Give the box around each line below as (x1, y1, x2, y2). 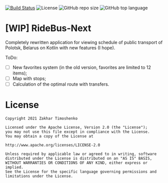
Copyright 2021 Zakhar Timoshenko (5, 116, 78, 121)
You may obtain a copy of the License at (5, 134, 94, 139)
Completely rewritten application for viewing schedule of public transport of (5, 39, 163, 45)
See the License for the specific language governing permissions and (5, 169, 157, 174)
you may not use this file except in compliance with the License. (5, 129, 150, 134)
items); (12, 70, 27, 76)
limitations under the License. (5, 174, 73, 179)
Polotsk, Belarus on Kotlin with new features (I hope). (5, 45, 116, 51)
